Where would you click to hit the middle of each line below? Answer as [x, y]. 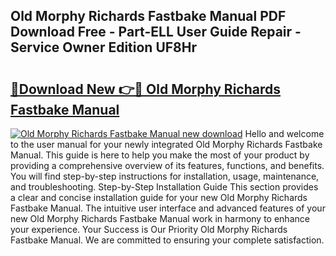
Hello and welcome [284, 133]
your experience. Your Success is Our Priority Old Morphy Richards [149, 229]
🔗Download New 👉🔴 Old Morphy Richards [146, 89]
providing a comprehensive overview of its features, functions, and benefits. [167, 165]
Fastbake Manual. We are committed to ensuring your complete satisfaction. [167, 240]
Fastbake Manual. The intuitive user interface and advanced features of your [168, 208]
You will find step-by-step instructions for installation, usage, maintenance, [165, 176]
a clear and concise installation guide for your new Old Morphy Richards [159, 197]
